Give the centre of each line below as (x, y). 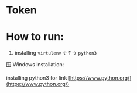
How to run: (35, 37)
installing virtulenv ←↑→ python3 (56, 53)
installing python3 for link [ (38, 78)
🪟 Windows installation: (35, 65)
